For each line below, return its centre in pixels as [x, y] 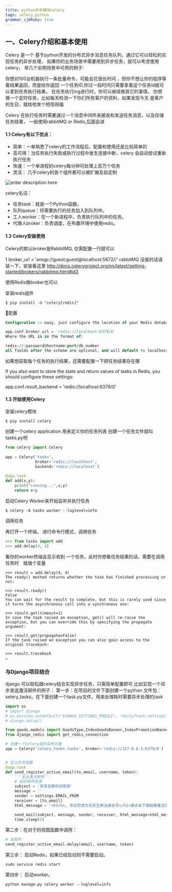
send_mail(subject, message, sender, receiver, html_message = [82, 815]
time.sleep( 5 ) [29, 819]
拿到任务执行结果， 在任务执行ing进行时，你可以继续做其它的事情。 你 [84, 92]
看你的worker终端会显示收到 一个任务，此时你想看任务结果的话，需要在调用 [85, 557]
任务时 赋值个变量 [26, 563]
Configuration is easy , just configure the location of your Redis [79, 323]
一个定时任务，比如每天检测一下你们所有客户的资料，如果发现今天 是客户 [87, 98]
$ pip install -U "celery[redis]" [42, 303]
